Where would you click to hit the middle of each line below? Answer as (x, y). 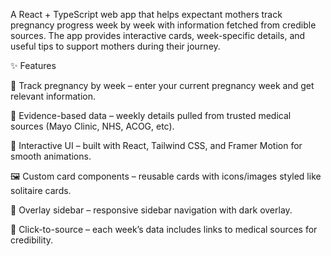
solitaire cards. (41, 190)
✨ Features (33, 65)
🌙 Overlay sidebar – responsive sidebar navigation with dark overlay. (151, 210)
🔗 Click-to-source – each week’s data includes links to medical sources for (164, 229)
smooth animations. (51, 156)
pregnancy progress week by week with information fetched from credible (163, 25)
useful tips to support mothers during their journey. (115, 46)
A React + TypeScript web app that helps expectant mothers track (146, 14)
